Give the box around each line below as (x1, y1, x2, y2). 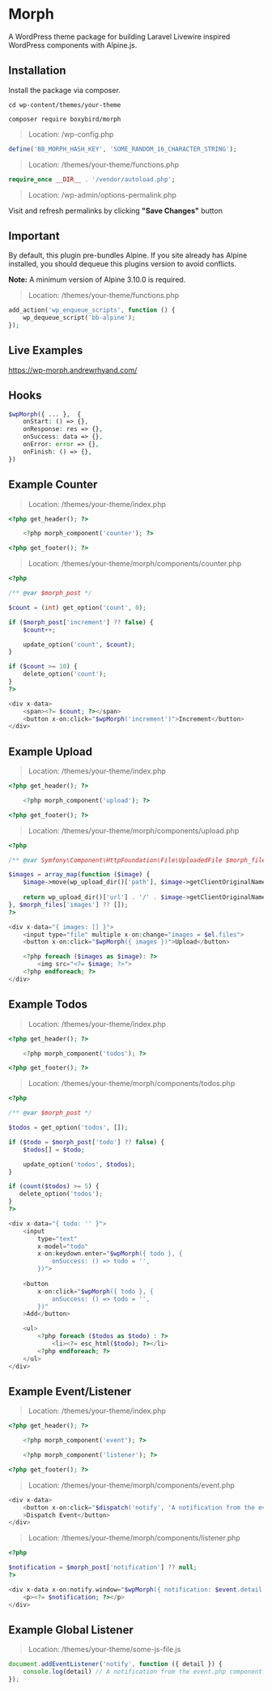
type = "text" (37, 1234, 79, 1243)
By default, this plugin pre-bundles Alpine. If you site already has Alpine (8, 250, 248, 260)
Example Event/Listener (8, 1384, 132, 1398)
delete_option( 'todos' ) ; (19, 1190, 104, 1199)
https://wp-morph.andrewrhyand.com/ (8, 365, 138, 375)
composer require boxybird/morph (8, 115, 121, 123)
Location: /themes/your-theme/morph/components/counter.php (28, 559, 242, 569)
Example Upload (8, 744, 93, 758)
